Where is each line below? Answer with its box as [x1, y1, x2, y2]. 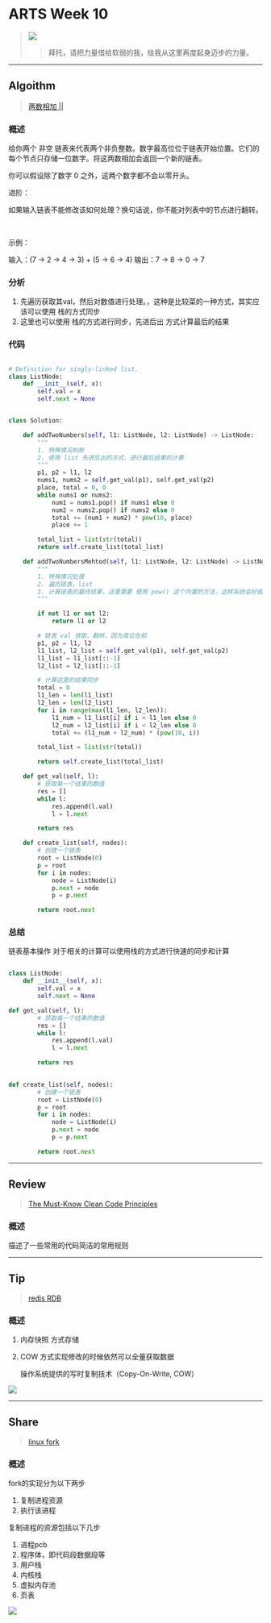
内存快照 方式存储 [19, 1335, 79, 1345]
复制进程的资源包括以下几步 [8, 1523, 101, 1533]
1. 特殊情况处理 [37, 572, 85, 581]
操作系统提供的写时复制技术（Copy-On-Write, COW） [19, 1369, 199, 1379]
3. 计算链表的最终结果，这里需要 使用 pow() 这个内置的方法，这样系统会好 [37, 588, 257, 596]
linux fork [27, 1437, 60, 1446]
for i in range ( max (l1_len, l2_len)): [37, 706, 168, 714]
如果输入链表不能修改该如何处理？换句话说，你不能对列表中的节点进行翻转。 [8, 205, 263, 214]
